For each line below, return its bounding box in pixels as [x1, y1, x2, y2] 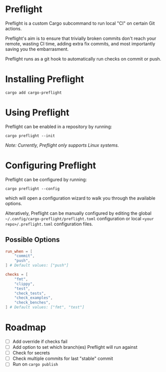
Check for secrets [12, 350, 50, 356]
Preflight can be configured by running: [5, 176, 87, 182]
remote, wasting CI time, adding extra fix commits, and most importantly [5, 40, 155, 46]
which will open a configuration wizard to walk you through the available [5, 195, 155, 201]
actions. [5, 25, 22, 31]
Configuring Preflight [5, 160, 96, 171]
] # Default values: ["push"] [5, 263, 69, 268]
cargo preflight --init [5, 133, 56, 138]
